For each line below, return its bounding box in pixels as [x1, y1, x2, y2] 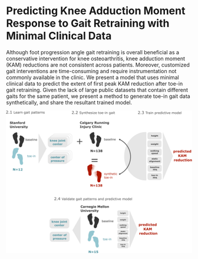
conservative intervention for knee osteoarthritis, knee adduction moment [6, 55, 186, 62]
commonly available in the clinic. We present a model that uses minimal [6, 74, 179, 81]
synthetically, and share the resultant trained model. [6, 99, 133, 106]
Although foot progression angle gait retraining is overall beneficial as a [6, 48, 180, 55]
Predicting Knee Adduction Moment [6, 4, 186, 18]
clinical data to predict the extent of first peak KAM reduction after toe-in [6, 80, 183, 87]
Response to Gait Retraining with [6, 17, 170, 30]
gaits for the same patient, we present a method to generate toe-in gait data [6, 93, 190, 100]
